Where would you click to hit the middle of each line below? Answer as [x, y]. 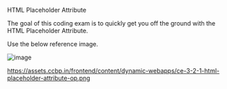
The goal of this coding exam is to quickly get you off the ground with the [111, 23]
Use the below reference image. [53, 44]
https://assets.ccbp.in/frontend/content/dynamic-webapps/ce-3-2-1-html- [113, 71]
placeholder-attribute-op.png [49, 78]
